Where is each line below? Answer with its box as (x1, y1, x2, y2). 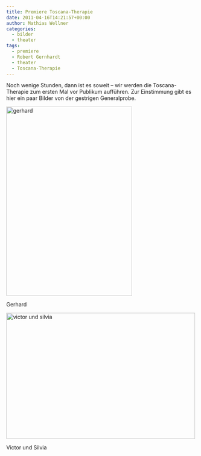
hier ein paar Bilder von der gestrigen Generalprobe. (6, 94, 136, 102)
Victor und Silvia (6, 444, 47, 451)
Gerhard (6, 301, 27, 308)
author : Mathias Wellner (6, 20, 69, 26)
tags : (6, 43, 20, 49)
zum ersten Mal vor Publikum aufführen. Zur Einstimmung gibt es (30, 88, 192, 96)
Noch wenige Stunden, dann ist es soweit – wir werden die (6, 82, 152, 89)
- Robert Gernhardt (11, 54, 61, 60)
